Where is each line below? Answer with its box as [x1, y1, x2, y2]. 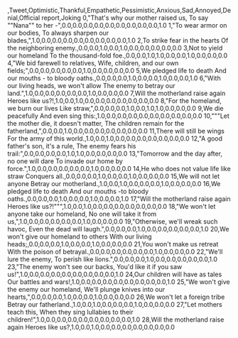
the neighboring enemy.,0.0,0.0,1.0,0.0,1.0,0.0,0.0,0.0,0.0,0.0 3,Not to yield [7, 44, 223, 52]
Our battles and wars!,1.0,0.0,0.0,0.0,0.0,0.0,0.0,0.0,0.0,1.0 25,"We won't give [7, 278, 230, 286]
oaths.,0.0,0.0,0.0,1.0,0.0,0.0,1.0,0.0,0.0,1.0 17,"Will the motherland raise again [7, 195, 231, 203]
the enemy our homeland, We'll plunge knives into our [7, 285, 166, 293]
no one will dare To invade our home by [7, 157, 123, 165]
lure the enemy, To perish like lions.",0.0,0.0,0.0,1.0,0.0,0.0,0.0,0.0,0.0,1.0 [7, 255, 218, 263]
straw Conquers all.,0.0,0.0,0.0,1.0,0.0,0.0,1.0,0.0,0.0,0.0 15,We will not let [7, 172, 220, 180]
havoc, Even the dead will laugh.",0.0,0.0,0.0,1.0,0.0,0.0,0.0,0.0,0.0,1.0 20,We [7, 225, 229, 233]
